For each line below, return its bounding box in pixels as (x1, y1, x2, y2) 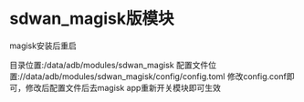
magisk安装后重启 (9, 40, 78, 51)
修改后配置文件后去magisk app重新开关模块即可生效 (25, 82, 222, 93)
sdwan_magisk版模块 (9, 8, 175, 29)
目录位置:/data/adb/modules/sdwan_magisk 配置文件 (9, 59, 209, 70)
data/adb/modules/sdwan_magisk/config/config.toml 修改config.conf (26, 70, 288, 82)
